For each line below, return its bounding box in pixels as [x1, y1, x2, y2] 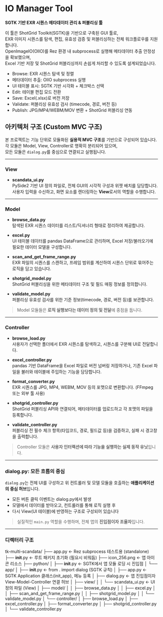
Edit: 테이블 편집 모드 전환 [12, 89, 62, 95]
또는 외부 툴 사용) [12, 390, 45, 396]
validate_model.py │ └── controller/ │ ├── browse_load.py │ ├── [5, 596, 138, 601]
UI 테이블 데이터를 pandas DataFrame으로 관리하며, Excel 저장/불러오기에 [12, 238, 154, 244]
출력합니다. [17, 434, 39, 439]
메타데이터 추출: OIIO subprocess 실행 [12, 76, 86, 83]
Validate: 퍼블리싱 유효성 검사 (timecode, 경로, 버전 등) [12, 101, 117, 107]
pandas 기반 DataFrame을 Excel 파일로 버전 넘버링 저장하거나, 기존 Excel [12, 363, 153, 368]
